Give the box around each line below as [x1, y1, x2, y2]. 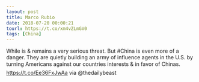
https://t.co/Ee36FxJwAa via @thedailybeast [6, 69, 117, 77]
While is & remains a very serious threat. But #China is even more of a [6, 47, 179, 54]
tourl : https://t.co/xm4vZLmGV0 [6, 25, 87, 32]
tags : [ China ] [6, 31, 42, 37]
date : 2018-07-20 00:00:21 [6, 20, 74, 26]
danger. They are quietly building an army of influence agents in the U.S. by [6, 54, 194, 61]
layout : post [6, 8, 39, 15]
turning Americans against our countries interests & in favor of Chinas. [6, 60, 180, 68]
